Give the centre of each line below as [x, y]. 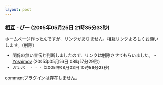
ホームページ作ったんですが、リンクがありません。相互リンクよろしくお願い [82, 39]
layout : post [18, 9]
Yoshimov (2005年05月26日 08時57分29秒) [56, 61]
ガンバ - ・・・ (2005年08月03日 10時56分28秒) [61, 67]
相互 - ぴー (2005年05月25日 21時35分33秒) [57, 27]
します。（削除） [21, 45]
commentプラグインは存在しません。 [42, 78]
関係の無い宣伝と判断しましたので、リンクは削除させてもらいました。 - [84, 55]
